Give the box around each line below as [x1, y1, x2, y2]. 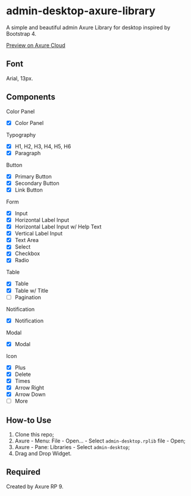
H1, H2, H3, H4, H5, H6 [14, 143, 71, 150]
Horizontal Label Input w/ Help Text [14, 223, 102, 230]
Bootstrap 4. [6, 30, 37, 37]
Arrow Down [14, 391, 46, 398]
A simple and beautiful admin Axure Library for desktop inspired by [6, 24, 171, 31]
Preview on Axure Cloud [6, 42, 65, 49]
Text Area [14, 237, 39, 244]
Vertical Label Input [14, 230, 62, 237]
